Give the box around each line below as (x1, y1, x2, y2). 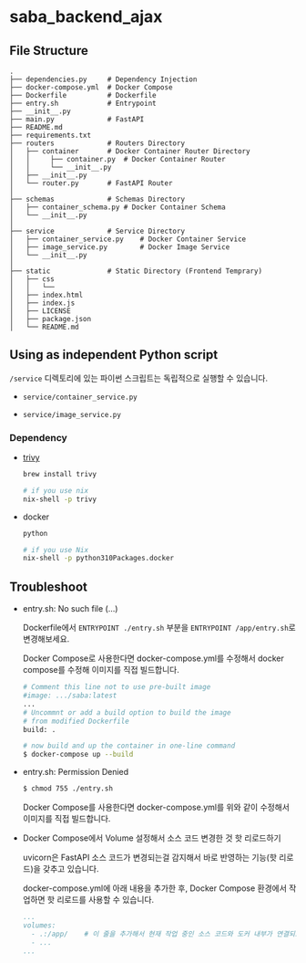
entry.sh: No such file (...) (22, 603, 118, 614)
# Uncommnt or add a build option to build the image (22, 707, 231, 717)
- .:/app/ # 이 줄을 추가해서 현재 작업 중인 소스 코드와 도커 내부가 (31, 929, 273, 938)
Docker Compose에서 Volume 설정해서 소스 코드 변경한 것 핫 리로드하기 (22, 832, 281, 843)
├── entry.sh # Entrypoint (9, 99, 157, 108)
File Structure (9, 43, 88, 58)
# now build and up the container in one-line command (22, 741, 236, 750)
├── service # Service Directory (9, 226, 185, 236)
